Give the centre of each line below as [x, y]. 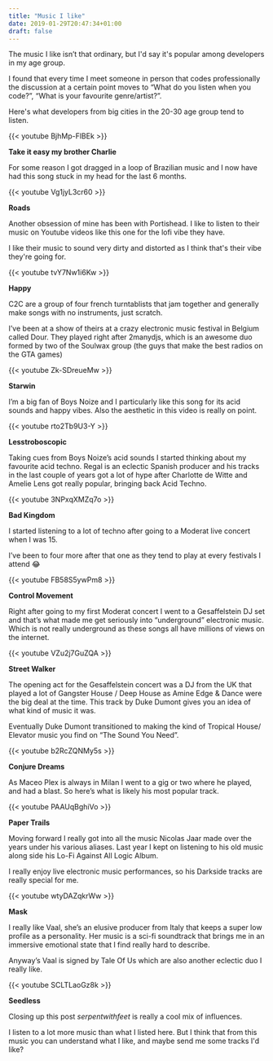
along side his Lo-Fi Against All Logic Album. [84, 856]
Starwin [22, 386]
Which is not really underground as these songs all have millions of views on [136, 629]
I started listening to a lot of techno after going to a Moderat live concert [130, 531]
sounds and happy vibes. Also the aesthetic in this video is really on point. [133, 410]
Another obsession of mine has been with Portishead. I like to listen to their [134, 224]
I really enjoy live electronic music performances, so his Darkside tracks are [136, 871]
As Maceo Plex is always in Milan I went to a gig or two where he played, [130, 783]
